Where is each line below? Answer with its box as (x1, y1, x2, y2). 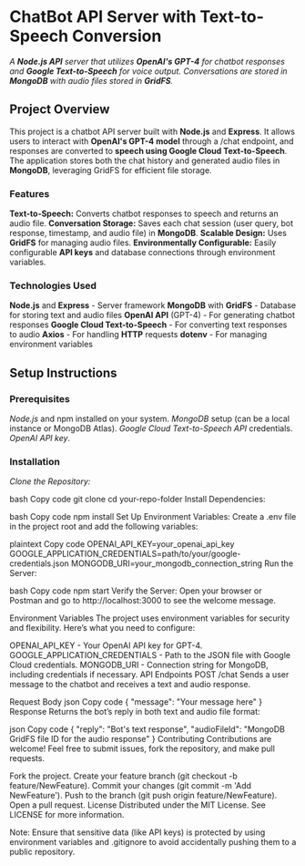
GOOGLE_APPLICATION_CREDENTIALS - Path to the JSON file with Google (9, 650, 291, 661)
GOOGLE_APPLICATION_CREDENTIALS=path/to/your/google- (9, 549, 241, 560)
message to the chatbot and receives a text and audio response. (9, 679, 251, 690)
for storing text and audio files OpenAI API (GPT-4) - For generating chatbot (9, 310, 296, 321)
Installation (9, 455, 61, 468)
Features (9, 187, 50, 200)
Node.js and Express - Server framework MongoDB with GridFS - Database (9, 300, 297, 311)
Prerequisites (9, 392, 70, 405)
